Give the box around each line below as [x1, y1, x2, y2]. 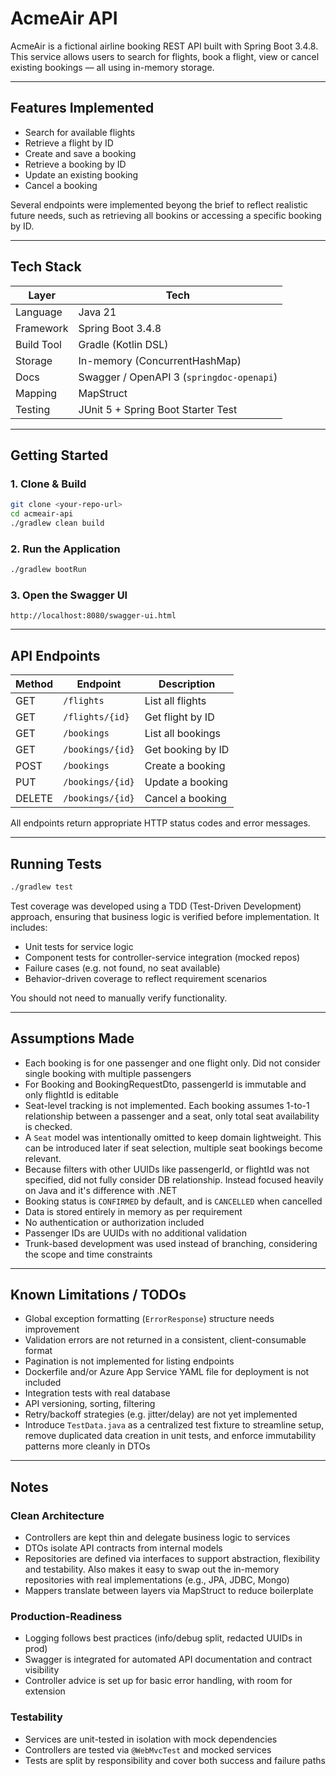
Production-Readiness [10, 1610, 123, 1624]
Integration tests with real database [24, 1387, 171, 1399]
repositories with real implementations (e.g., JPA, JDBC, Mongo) [24, 1574, 290, 1586]
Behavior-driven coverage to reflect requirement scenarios [24, 972, 268, 984]
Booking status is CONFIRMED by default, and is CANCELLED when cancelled [24, 1195, 323, 1207]
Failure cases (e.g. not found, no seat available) [24, 962, 221, 974]
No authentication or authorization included [24, 1216, 205, 1228]
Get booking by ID [144, 743, 230, 757]
